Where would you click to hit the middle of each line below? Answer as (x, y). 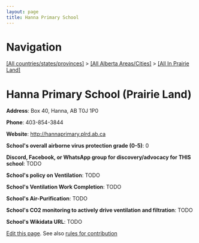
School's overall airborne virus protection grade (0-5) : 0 (78, 146)
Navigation (34, 47)
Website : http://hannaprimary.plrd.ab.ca (56, 134)
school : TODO (24, 164)
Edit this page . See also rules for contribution (62, 233)
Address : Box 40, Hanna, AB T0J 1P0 (52, 111)
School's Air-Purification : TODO (47, 199)
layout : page (22, 12)
